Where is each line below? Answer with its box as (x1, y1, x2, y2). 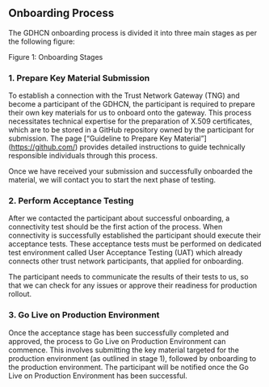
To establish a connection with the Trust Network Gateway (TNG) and (8, 90, 240, 100)
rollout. (8, 289, 32, 299)
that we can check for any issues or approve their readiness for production (8, 280, 258, 290)
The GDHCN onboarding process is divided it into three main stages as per (8, 27, 257, 37)
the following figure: (8, 36, 75, 46)
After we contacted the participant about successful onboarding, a (8, 213, 230, 223)
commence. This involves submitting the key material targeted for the (8, 345, 240, 355)
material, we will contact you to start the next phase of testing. (8, 175, 216, 185)
